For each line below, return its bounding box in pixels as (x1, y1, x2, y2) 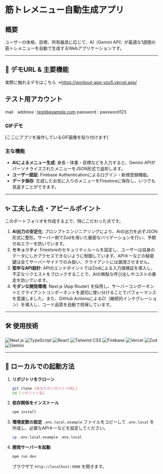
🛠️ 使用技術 (5, 322, 39, 330)
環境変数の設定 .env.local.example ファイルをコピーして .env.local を (12, 419, 154, 425)
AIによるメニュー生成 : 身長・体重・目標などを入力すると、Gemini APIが (12, 159, 156, 166)
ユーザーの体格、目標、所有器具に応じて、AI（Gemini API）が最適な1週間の (5, 39, 156, 45)
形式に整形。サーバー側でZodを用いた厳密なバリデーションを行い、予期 (12, 235, 156, 240)
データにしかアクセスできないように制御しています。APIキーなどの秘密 (12, 253, 154, 259)
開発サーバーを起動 (12, 444, 51, 450)
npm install (12, 410, 36, 415)
